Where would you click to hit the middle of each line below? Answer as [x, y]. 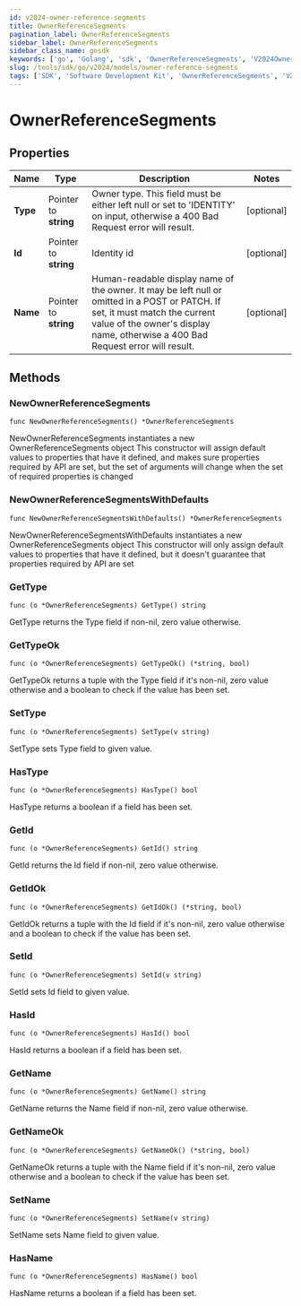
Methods [35, 378]
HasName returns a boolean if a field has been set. [103, 1293]
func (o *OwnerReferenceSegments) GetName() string [107, 1092]
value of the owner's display [151, 324]
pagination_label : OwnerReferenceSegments [90, 34]
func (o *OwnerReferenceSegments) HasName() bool [104, 1277]
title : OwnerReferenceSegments [68, 26]
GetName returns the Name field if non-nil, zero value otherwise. [129, 1109]
